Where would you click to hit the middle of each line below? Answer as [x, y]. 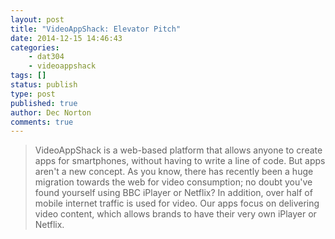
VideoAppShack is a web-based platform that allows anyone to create [178, 150]
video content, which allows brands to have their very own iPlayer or [175, 214]
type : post [33, 94]
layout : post [37, 19]
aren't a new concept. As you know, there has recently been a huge [174, 172]
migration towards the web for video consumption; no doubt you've [173, 182]
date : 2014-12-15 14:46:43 [66, 38]
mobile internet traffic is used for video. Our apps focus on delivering [177, 203]
